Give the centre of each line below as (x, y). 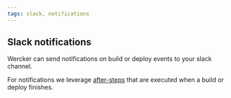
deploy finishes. (31, 87)
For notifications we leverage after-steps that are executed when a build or (115, 80)
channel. (20, 66)
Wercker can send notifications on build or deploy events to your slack (110, 59)
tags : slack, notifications (49, 14)
